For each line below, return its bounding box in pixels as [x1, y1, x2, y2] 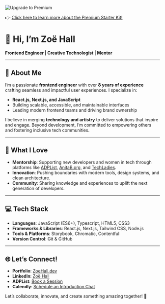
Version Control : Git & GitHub [12, 236, 73, 242]
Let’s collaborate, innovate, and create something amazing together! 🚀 [5, 293, 147, 299]
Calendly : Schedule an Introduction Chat [12, 284, 95, 290]
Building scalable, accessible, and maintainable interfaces [12, 101, 130, 108]
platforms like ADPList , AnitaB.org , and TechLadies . [12, 164, 116, 170]
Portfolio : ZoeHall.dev [12, 268, 57, 274]
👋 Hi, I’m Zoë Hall [5, 34, 76, 45]
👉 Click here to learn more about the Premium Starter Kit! [5, 15, 123, 20]
